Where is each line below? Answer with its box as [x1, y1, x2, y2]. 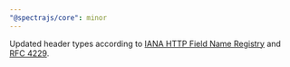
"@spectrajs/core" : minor [9, 13, 107, 23]
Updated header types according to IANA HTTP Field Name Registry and [9, 38, 281, 49]
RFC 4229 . [9, 47, 50, 59]
